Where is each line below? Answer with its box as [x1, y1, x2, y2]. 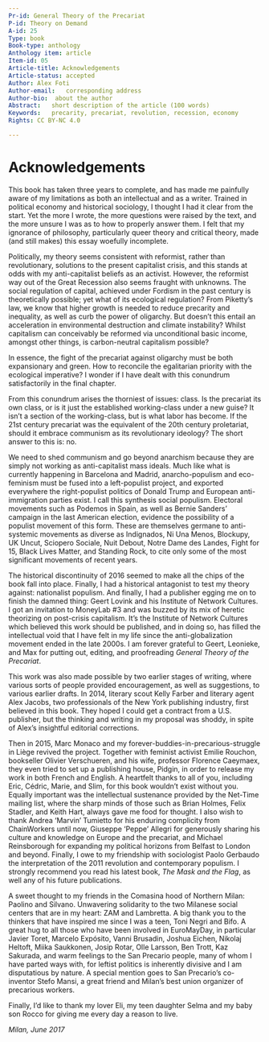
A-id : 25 [8, 27, 38, 35]
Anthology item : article [8, 49, 92, 57]
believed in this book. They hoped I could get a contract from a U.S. [8, 706, 232, 715]
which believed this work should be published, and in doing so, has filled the [8, 621, 261, 632]
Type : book [8, 34, 45, 43]
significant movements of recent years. [8, 554, 138, 564]
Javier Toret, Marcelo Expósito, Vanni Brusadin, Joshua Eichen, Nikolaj [8, 933, 243, 943]
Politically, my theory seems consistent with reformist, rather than [8, 251, 226, 262]
